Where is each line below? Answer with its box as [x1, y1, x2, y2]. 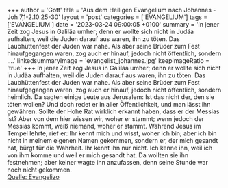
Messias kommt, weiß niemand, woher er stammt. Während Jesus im [7, 122, 201, 130]
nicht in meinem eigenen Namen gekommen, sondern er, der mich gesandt [7, 137, 218, 144]
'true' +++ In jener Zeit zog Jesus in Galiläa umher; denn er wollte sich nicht [7, 64, 221, 72]
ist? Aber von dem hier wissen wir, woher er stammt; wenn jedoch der [7, 115, 204, 122]
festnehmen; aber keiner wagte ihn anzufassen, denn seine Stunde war [7, 159, 209, 166]
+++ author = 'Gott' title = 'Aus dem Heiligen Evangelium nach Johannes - [7, 6, 216, 14]
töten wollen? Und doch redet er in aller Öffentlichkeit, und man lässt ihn [7, 100, 211, 108]
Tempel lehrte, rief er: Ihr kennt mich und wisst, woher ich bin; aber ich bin [7, 129, 217, 137]
